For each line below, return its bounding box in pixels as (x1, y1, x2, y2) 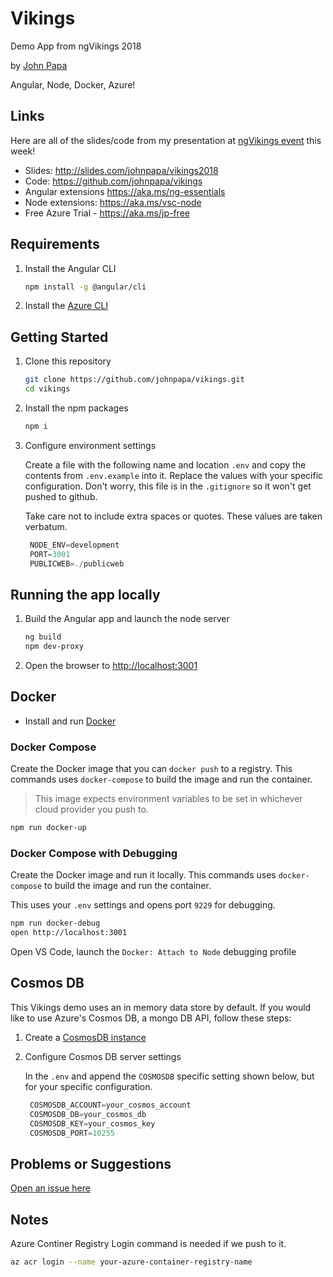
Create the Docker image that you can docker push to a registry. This (10, 763, 293, 775)
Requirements (10, 236, 100, 253)
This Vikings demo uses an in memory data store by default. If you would (10, 1001, 312, 1013)
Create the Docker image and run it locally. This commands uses (10, 869, 277, 881)
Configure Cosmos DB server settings (24, 1050, 182, 1062)
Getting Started (10, 328, 109, 346)
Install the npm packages (24, 402, 129, 414)
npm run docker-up (10, 823, 87, 833)
